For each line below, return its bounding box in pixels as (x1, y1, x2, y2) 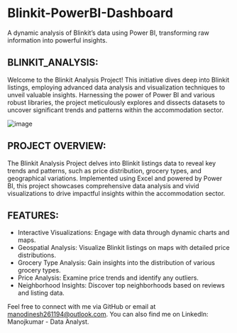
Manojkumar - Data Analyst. (7, 317, 89, 326)
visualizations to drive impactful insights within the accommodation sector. (7, 189, 226, 197)
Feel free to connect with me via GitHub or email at (7, 302, 156, 311)
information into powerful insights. (7, 36, 108, 44)
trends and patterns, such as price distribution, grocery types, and (7, 166, 202, 175)
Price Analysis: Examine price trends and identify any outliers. (17, 273, 199, 282)
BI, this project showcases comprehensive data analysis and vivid (7, 181, 200, 190)
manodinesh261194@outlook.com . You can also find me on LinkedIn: (7, 310, 209, 319)
